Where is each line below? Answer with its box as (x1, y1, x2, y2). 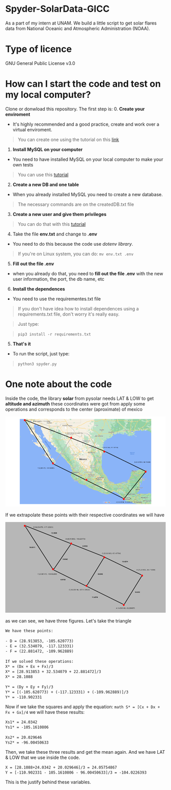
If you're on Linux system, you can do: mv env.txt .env (17, 251, 134, 257)
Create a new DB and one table (12, 181, 79, 187)
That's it (12, 341, 31, 347)
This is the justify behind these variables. (5, 779, 92, 785)
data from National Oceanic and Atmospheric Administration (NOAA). (5, 25, 150, 31)
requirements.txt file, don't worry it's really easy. (17, 311, 120, 317)
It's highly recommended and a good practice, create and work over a (12, 121, 159, 127)
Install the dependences (12, 285, 65, 292)
